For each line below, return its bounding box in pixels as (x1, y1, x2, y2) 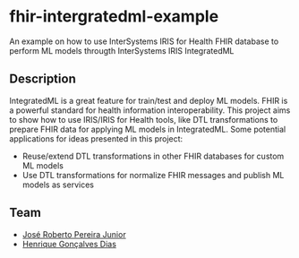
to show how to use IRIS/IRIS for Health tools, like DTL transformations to (9, 114, 278, 125)
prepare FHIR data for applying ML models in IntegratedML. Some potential (9, 124, 286, 134)
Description (9, 72, 76, 87)
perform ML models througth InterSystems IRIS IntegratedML (9, 45, 235, 56)
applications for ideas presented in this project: (9, 133, 184, 144)
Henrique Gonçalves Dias (21, 238, 116, 249)
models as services (21, 179, 94, 190)
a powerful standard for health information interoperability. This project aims (9, 105, 291, 116)
